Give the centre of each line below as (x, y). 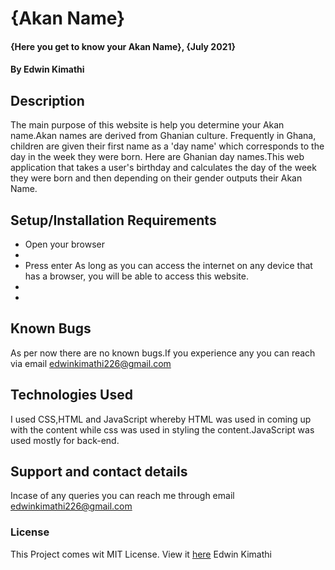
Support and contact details (99, 472)
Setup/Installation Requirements (113, 220)
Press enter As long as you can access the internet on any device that (168, 265)
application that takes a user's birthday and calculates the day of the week (163, 168)
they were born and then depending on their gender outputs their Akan (156, 178)
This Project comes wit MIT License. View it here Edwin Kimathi (141, 554)
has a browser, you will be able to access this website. (137, 276)
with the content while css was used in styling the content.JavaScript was (162, 429)
